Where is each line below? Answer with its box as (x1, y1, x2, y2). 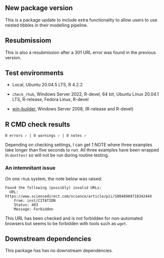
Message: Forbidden (14, 206, 54, 211)
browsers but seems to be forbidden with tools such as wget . (5, 220, 127, 226)
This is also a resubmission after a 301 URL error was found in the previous (5, 49, 156, 55)
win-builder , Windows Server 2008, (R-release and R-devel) (12, 106, 134, 112)
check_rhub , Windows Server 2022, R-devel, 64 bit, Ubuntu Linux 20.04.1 (12, 91, 159, 97)
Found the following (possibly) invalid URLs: (5, 185, 102, 190)
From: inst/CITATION (14, 198, 56, 203)
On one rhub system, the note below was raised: (5, 176, 102, 181)
